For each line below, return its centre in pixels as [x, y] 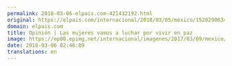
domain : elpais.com [35, 26]
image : [17, 39]
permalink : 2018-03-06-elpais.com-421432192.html [80, 13]
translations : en [32, 52]
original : [21, 20]
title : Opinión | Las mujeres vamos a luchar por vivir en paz [100, 33]
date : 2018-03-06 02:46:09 [46, 45]
